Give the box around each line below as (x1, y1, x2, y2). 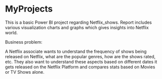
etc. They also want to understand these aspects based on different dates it (5, 59, 158, 64)
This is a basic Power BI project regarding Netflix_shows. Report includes (5, 19, 152, 25)
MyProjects (5, 3, 53, 15)
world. (5, 30, 18, 35)
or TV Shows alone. (5, 69, 45, 75)
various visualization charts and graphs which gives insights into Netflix (5, 24, 149, 30)
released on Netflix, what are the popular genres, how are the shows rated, (5, 53, 156, 59)
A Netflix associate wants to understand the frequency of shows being (5, 48, 147, 54)
